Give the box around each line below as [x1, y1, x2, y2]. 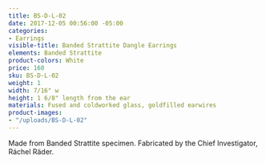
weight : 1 [8, 79, 42, 87]
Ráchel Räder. [8, 146, 54, 157]
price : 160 [8, 64, 45, 72]
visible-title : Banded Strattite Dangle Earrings [8, 42, 178, 50]
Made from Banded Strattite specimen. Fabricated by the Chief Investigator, [8, 138, 258, 148]
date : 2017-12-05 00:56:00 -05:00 [8, 19, 124, 27]
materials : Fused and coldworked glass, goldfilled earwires [8, 101, 217, 109]
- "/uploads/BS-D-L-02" [8, 116, 88, 124]
